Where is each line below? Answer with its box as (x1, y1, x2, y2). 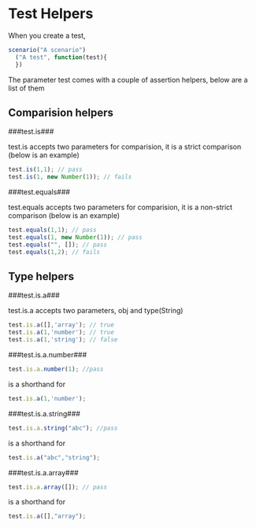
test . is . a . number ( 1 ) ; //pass (8, 365, 104, 374)
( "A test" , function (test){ (15, 53, 108, 61)
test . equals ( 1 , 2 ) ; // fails (8, 248, 101, 256)
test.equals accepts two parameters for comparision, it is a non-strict (8, 202, 233, 212)
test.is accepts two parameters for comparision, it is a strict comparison (8, 142, 242, 152)
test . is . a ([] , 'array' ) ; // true (8, 321, 114, 329)
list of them (8, 83, 45, 93)
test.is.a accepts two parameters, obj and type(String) (8, 306, 184, 316)
